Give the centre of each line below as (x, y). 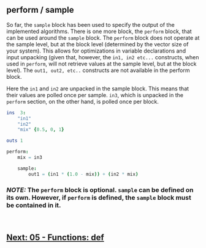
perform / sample (40, 10)
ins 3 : (16, 112)
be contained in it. (34, 205)
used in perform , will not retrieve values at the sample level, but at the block (101, 64)
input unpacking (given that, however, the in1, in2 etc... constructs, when (103, 57)
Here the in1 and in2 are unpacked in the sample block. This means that (97, 89)
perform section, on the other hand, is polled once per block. (83, 101)
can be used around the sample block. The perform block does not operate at (103, 38)
